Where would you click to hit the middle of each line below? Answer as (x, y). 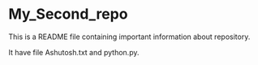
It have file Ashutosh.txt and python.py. (74, 52)
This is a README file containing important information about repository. (129, 37)
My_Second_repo (68, 14)
